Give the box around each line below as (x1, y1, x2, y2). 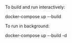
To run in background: (5, 23, 50, 29)
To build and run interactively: (5, 4, 65, 10)
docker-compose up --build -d (5, 33, 67, 38)
